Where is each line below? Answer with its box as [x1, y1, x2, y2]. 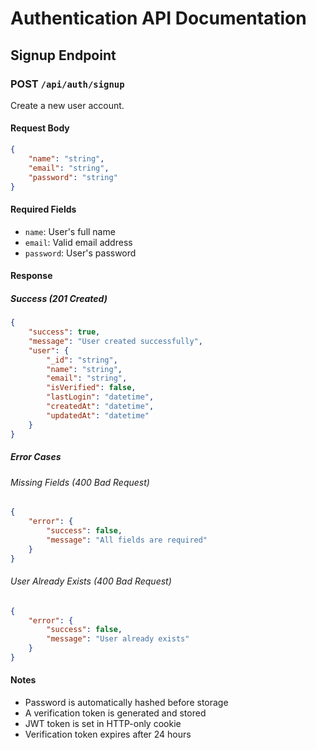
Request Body [10, 122, 70, 134]
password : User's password [24, 247, 137, 259]
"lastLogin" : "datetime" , [46, 392, 155, 402]
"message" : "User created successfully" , [28, 336, 203, 346]
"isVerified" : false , [46, 383, 137, 393]
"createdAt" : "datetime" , [46, 402, 155, 412]
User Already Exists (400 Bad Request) [10, 575, 172, 587]
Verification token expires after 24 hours [24, 728, 192, 741]
